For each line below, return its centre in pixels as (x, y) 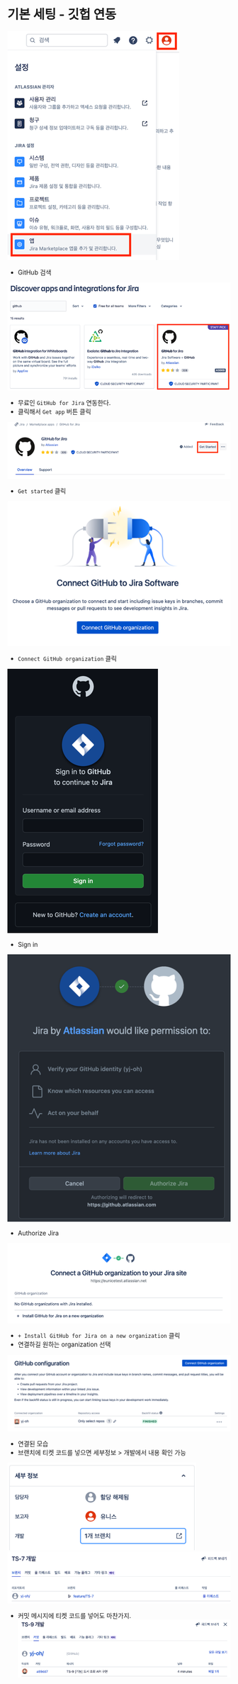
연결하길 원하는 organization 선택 (64, 1344)
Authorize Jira (38, 1233)
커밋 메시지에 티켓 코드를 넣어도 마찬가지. (74, 1615)
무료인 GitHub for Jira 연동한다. (64, 403)
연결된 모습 (33, 1444)
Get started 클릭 (42, 491)
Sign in (28, 944)
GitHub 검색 (34, 272)
